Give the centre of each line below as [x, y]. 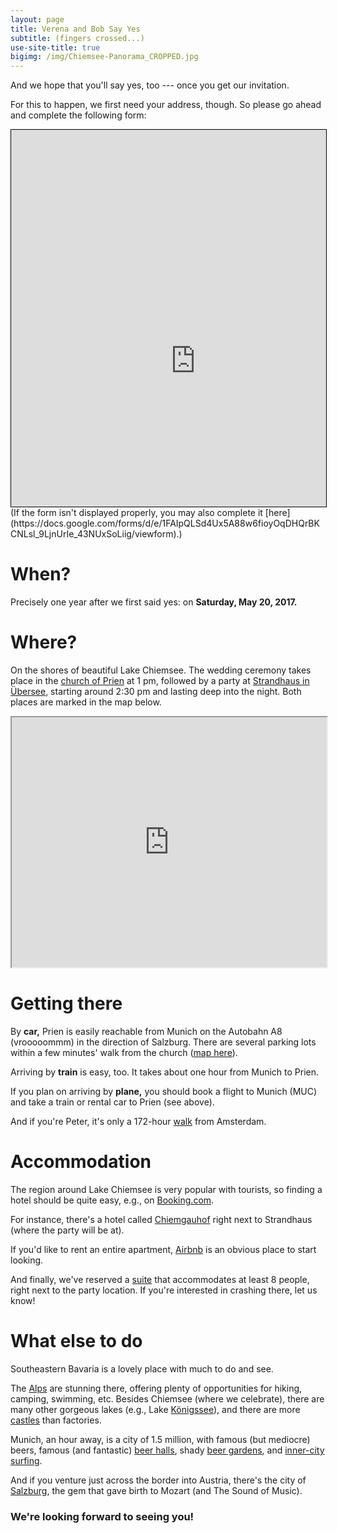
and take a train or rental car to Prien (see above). [112, 1102]
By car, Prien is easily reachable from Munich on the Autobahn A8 [146, 1031]
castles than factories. [56, 1420]
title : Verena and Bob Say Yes [75, 29]
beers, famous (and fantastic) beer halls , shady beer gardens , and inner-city [167, 1450]
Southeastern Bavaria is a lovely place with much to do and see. [142, 1368]
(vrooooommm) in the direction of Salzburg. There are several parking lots [163, 1042]
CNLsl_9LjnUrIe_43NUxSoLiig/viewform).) [96, 534]
